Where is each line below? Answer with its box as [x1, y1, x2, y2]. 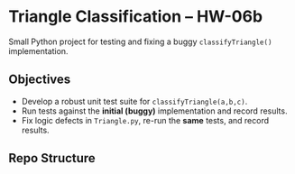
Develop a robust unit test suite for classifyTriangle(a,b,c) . [21, 96, 248, 106]
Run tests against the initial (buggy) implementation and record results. [21, 105, 288, 116]
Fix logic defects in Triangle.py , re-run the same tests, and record [21, 114, 270, 125]
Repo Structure [8, 151, 96, 166]
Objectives [8, 72, 71, 87]
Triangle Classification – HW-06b [8, 6, 263, 27]
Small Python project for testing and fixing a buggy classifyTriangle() [8, 36, 272, 47]
